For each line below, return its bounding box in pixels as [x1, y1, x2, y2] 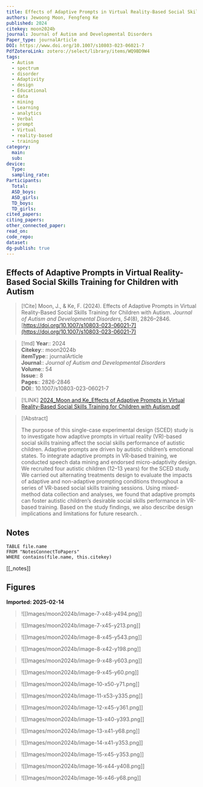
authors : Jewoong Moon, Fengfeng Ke [6, 15, 98, 21]
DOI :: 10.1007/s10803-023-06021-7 [21, 385, 109, 392]
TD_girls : [11, 206, 36, 212]
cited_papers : [6, 211, 42, 218]
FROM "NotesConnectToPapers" [6, 549, 80, 555]
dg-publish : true [6, 245, 50, 251]
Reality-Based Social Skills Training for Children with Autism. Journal [21, 309, 192, 316]
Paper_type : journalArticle [6, 37, 77, 43]
